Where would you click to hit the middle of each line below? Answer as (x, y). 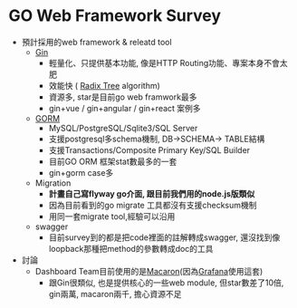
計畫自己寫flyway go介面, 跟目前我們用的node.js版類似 (152, 193)
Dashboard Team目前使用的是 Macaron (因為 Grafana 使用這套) (149, 271)
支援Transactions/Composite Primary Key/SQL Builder (149, 149)
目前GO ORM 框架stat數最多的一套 (113, 161)
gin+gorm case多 (81, 172)
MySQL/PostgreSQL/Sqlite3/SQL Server (123, 128)
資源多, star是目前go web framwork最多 (123, 97)
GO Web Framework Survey (115, 16)
